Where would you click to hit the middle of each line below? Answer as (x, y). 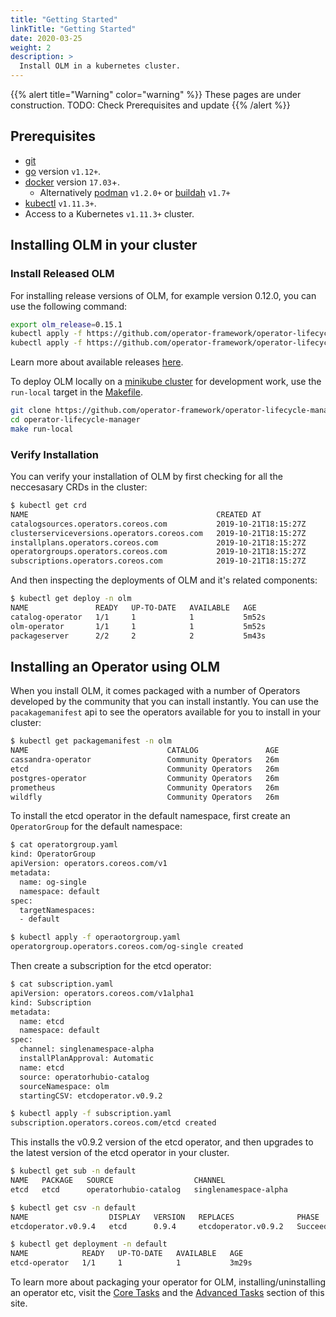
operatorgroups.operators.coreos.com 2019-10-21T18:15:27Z (158, 552)
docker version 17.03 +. (72, 182)
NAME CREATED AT (136, 514)
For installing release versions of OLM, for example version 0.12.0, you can (163, 295)
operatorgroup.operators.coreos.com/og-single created (127, 947)
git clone (31, 411)
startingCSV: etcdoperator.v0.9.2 (91, 1096)
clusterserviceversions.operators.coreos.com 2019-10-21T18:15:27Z (158, 533)
